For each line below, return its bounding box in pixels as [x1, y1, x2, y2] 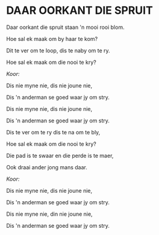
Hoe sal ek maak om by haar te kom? [6, 35, 98, 42]
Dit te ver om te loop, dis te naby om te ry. [6, 46, 110, 54]
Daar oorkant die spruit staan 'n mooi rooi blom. [6, 23, 125, 31]
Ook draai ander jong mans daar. [6, 163, 87, 171]
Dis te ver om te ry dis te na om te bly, [6, 128, 101, 136]
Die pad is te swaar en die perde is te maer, [6, 152, 114, 159]
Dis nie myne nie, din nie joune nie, [6, 210, 93, 218]
